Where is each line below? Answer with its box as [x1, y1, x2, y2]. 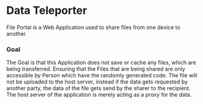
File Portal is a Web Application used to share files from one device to [6, 24, 181, 31]
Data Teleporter [6, 4, 88, 18]
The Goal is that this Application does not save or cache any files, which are [6, 59, 196, 67]
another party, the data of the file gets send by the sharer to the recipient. [6, 85, 191, 92]
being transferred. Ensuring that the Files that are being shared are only [6, 65, 185, 73]
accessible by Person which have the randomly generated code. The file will [6, 72, 198, 79]
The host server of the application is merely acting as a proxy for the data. [6, 91, 192, 99]
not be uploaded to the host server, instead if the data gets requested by [6, 78, 188, 85]
